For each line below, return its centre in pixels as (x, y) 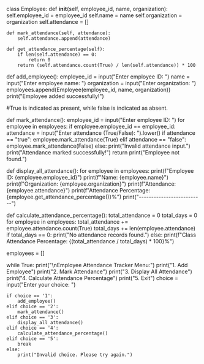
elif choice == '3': (33, 317)
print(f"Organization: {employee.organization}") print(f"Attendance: (91, 184)
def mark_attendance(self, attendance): (59, 33)
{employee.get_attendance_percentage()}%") (64, 197)
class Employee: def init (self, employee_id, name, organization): (87, 9)
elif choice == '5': (33, 339)
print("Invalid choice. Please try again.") (75, 355)
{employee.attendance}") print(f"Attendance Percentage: (78, 190)
